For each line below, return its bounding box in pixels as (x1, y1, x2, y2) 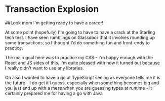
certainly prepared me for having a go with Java (5, 90, 103, 96)
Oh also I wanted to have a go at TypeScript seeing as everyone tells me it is (5, 74, 161, 80)
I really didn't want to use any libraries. (5, 65, 84, 71)
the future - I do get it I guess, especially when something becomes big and (5, 80, 159, 86)
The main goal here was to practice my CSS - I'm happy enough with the (5, 54, 153, 60)
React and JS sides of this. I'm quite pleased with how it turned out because (5, 60, 160, 66)
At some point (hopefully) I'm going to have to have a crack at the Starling (5, 29, 156, 35)
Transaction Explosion (5, 3, 99, 15)
